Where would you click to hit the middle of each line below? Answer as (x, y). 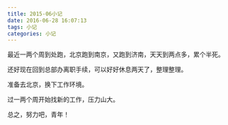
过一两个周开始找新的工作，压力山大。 (63, 100)
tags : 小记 (22, 27)
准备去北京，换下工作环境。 (48, 85)
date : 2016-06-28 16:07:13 (47, 20)
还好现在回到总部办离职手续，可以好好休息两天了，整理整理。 (97, 70)
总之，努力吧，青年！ (38, 114)
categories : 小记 (32, 34)
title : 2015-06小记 (35, 14)
